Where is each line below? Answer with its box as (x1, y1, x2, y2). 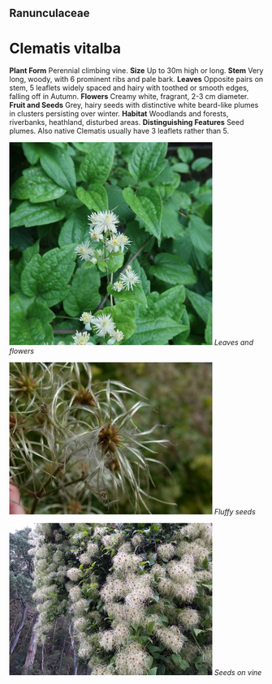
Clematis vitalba (9, 39, 121, 58)
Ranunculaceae (9, 6, 90, 20)
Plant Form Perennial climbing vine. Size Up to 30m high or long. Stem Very (9, 66, 264, 75)
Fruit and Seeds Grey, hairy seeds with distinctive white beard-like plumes (9, 101, 259, 110)
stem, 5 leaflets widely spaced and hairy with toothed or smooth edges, (9, 83, 249, 92)
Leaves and (214, 338, 254, 347)
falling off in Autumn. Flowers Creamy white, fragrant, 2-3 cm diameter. (9, 92, 249, 101)
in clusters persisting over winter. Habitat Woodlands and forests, (9, 109, 229, 118)
